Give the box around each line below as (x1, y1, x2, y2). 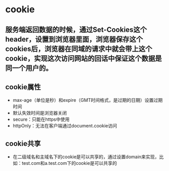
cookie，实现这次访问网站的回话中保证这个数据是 (5, 54, 162, 62)
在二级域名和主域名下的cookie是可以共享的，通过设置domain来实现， (12, 154, 160, 160)
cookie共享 (5, 139, 41, 148)
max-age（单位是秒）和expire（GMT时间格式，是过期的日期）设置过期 (12, 97, 163, 103)
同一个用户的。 (5, 63, 53, 72)
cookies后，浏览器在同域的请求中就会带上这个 (5, 45, 153, 53)
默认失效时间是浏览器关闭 (12, 110, 67, 116)
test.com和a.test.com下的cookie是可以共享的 (22, 160, 117, 166)
